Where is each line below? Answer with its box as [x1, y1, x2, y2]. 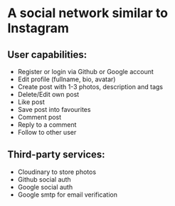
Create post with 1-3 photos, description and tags [17, 83, 164, 91]
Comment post [17, 113, 62, 121]
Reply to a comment [17, 120, 77, 129]
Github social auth [17, 175, 71, 183]
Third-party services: [7, 148, 105, 161]
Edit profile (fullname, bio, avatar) [17, 75, 116, 83]
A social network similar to [7, 5, 169, 21]
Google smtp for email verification [17, 190, 117, 199]
